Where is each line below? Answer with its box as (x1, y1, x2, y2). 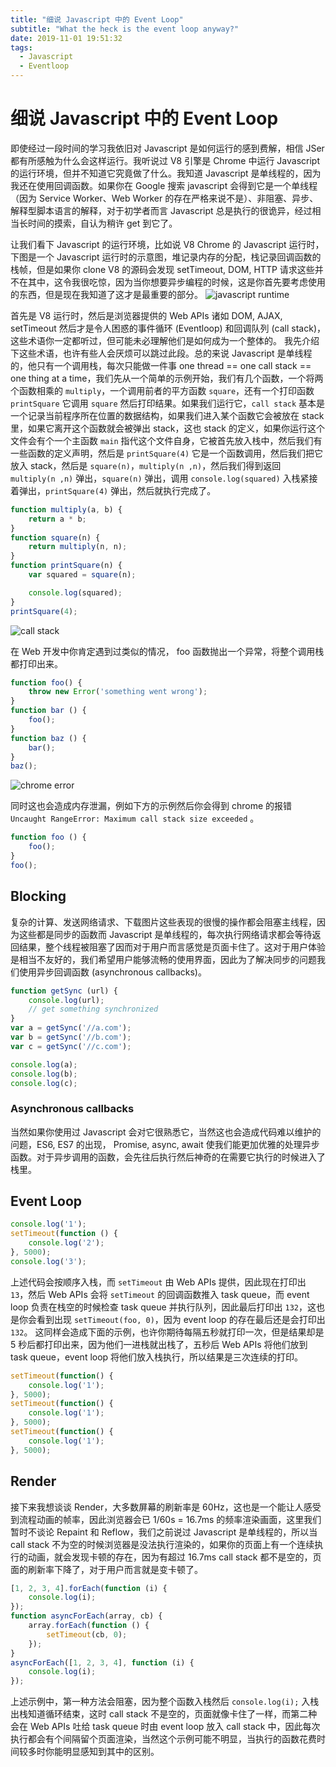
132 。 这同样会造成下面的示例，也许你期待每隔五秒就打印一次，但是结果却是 (10, 1326, 325, 1338)
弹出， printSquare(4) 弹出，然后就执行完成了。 (18, 484, 217, 496)
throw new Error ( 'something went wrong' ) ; (28, 687, 208, 697)
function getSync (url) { (10, 986, 118, 996)
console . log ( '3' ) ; (10, 1256, 87, 1266)
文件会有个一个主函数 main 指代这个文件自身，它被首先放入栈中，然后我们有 (10, 434, 323, 446)
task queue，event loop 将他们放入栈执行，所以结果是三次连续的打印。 (10, 1351, 304, 1363)
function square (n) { (10, 532, 101, 543)
